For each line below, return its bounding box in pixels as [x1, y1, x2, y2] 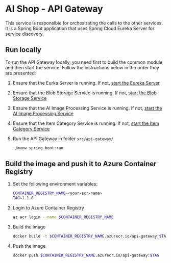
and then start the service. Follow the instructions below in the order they [5, 64, 159, 70]
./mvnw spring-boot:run [12, 145, 64, 150]
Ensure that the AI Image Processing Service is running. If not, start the [12, 105, 162, 111]
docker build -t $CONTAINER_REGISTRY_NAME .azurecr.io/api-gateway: [12, 234, 159, 239]
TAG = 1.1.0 [12, 196, 34, 201]
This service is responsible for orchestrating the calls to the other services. [5, 20, 163, 26]
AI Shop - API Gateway [5, 3, 103, 15]
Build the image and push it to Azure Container [5, 160, 157, 168]
